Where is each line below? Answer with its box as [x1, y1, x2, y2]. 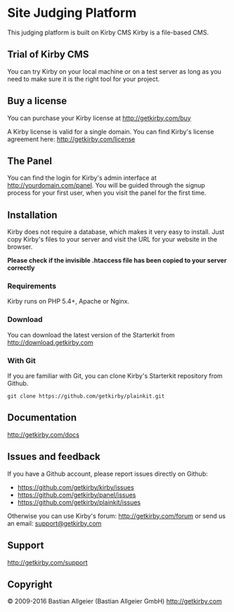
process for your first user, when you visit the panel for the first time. [7, 188, 207, 197]
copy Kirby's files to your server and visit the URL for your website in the [7, 235, 218, 244]
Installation [7, 209, 58, 221]
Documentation [7, 412, 77, 424]
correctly [7, 263, 35, 272]
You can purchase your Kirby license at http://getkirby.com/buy [7, 114, 191, 122]
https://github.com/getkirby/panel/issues [17, 490, 136, 499]
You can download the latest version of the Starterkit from [7, 330, 176, 339]
